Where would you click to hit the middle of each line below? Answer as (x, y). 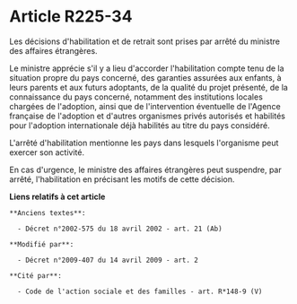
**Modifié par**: (42, 244)
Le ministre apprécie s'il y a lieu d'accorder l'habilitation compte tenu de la (147, 68)
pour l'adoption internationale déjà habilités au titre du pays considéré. (140, 125)
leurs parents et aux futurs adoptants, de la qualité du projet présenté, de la (149, 87)
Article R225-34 (71, 17)
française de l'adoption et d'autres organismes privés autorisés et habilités (147, 116)
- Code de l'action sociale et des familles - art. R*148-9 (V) (140, 291)
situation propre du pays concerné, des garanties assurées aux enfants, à (145, 77)
